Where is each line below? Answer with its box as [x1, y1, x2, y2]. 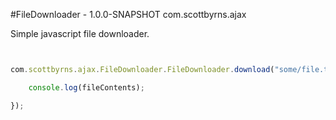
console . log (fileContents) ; [28, 82, 145, 93]
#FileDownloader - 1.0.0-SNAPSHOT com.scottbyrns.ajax [10, 9, 247, 20]
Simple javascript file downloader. [10, 28, 150, 39]
